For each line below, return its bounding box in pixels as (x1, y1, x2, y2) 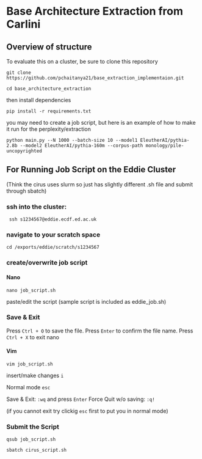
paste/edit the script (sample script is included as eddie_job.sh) (6, 298, 167, 305)
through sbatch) (6, 187, 47, 194)
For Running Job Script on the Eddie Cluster (6, 164, 176, 175)
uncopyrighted (6, 148, 43, 154)
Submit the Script (6, 422, 60, 431)
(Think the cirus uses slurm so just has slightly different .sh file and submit (6, 180, 193, 188)
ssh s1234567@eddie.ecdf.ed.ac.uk (9, 216, 97, 222)
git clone (6, 70, 32, 76)
